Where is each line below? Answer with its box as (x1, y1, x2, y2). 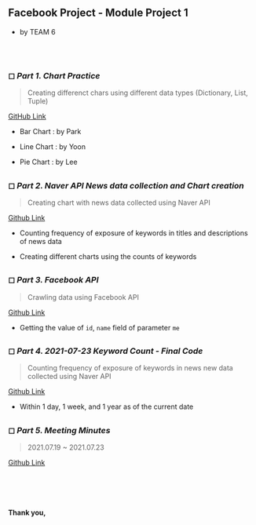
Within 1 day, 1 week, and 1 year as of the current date (19, 402, 194, 411)
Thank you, (8, 508, 46, 517)
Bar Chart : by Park (19, 127, 82, 137)
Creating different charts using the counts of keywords (19, 251, 197, 261)
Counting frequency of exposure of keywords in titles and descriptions (19, 228, 249, 238)
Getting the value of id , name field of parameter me (19, 323, 180, 332)
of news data (19, 236, 63, 246)
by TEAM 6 (19, 27, 57, 36)
